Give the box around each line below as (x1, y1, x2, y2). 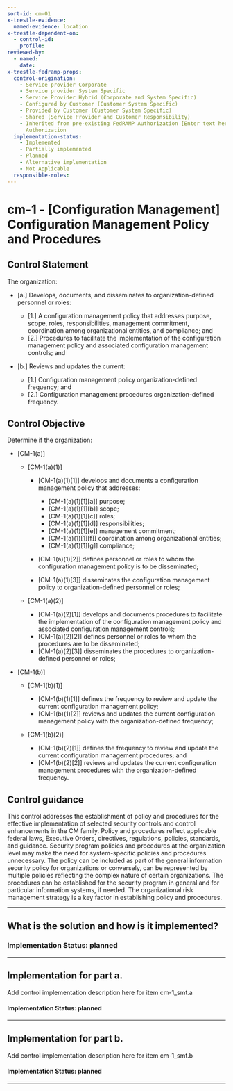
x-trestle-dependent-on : (7, 29, 79, 37)
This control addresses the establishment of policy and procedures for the (7, 812, 220, 821)
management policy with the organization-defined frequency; (37, 717, 214, 725)
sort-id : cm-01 (7, 10, 51, 17)
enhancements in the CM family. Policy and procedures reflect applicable (7, 827, 217, 835)
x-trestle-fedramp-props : (7, 68, 82, 75)
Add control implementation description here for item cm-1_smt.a (7, 988, 193, 996)
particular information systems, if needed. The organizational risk (7, 886, 194, 894)
